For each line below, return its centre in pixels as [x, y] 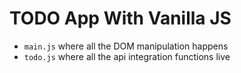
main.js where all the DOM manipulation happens [126, 46]
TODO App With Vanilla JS [120, 18]
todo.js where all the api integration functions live [127, 56]
